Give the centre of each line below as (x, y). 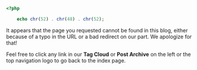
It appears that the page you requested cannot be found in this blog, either (97, 30)
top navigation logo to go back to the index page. (66, 60)
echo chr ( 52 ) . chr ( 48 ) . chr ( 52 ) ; (61, 19)
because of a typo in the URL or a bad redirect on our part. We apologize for (99, 36)
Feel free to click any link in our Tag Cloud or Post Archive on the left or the (98, 54)
